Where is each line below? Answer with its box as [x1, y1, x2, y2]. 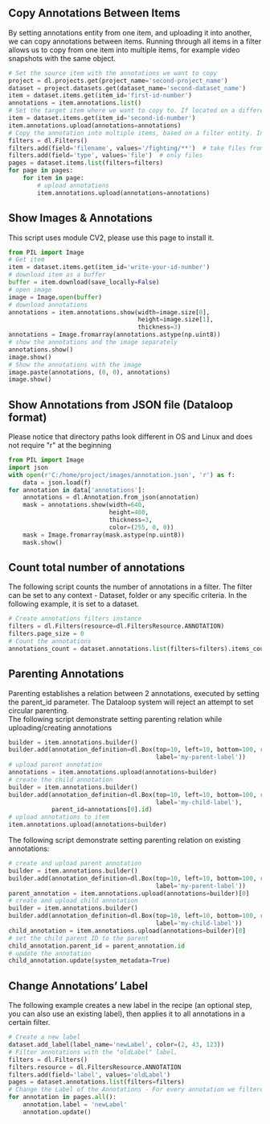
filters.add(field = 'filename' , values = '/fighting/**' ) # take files [8, 144, 247, 152]
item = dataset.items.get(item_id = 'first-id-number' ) [8, 92, 193, 100]
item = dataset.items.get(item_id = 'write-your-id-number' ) [8, 263, 211, 272]
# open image [8, 285, 52, 293]
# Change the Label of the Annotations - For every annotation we [8, 1085, 235, 1094]
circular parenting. [8, 705, 70, 715]
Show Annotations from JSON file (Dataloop [8, 398, 233, 412]
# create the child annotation [8, 775, 113, 784]
